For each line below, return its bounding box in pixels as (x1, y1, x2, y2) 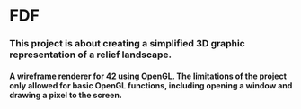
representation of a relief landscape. (9, 48, 173, 61)
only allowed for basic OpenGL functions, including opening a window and (9, 80, 293, 90)
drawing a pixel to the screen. (9, 89, 123, 100)
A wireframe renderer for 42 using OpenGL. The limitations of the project (9, 71, 288, 81)
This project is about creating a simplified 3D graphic (9, 38, 245, 50)
